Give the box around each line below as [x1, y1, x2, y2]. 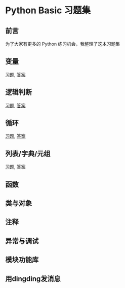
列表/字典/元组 [5, 149, 51, 158]
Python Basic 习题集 [5, 5, 91, 16]
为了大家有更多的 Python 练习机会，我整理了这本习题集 [5, 41, 120, 47]
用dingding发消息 [5, 274, 61, 283]
